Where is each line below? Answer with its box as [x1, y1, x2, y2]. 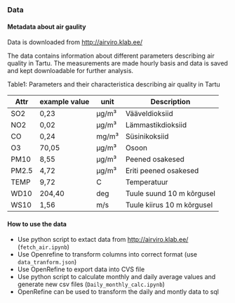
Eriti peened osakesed [125, 166, 199, 176]
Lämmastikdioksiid [125, 120, 187, 130]
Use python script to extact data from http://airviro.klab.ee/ [17, 236, 189, 244]
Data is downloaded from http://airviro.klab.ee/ [7, 38, 142, 46]
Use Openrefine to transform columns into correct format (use [17, 250, 198, 259]
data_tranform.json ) [17, 258, 77, 266]
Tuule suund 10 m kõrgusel [125, 188, 216, 198]
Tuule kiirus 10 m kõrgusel [125, 200, 213, 210]
